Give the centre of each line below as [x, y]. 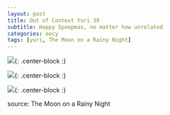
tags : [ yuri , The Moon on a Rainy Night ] [69, 40]
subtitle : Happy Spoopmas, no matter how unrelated [85, 27]
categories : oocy [33, 34]
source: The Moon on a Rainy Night [59, 104]
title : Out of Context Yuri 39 [53, 20]
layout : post [27, 14]
